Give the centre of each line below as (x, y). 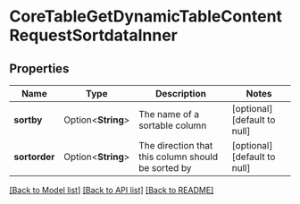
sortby (28, 120)
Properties (39, 68)
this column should (178, 157)
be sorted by (165, 168)
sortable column (172, 125)
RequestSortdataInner (94, 35)
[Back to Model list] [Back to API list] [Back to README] (112, 190)
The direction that (175, 145)
